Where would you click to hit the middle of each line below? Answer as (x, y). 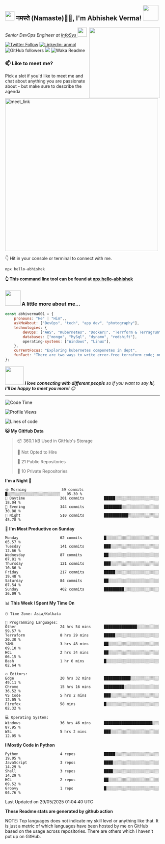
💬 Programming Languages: (31, 622)
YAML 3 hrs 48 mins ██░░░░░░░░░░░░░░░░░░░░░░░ (82, 644)
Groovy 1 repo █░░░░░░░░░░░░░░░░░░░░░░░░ (82, 788)
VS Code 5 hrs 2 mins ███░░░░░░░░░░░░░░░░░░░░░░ (82, 695)
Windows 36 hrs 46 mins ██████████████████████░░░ (82, 723)
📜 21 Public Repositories (41, 461)
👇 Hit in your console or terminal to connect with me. (58, 259)
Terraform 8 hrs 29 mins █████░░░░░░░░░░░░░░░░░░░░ (82, 635)
